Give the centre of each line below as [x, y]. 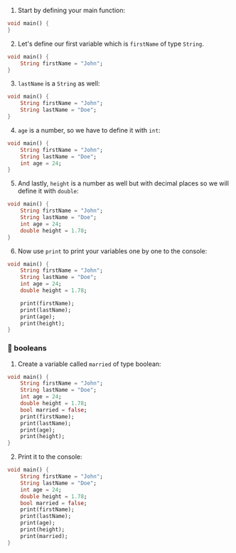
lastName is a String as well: [59, 83]
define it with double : [48, 191]
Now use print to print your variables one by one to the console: [112, 251]
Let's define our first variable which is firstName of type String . [111, 44]
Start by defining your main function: [71, 10]
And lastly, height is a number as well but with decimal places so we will [123, 183]
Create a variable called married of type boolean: [89, 364]
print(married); [44, 536]
